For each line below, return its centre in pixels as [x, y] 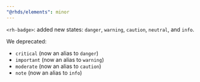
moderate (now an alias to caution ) [58, 66]
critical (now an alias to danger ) [57, 53]
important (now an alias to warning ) [59, 59]
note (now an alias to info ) [49, 73]
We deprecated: [27, 41]
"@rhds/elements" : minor [38, 12]
